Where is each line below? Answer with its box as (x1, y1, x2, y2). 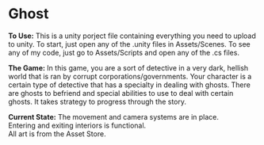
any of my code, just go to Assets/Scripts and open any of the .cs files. (8, 48, 240, 57)
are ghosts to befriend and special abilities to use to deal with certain (8, 88, 234, 97)
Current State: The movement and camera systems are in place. (8, 112, 220, 121)
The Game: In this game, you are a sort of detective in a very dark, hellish (8, 63, 249, 72)
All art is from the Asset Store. (8, 128, 106, 139)
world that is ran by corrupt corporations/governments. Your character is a (8, 71, 252, 81)
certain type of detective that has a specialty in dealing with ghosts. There (8, 80, 251, 90)
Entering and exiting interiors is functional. (8, 120, 147, 130)
